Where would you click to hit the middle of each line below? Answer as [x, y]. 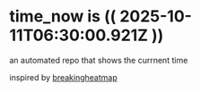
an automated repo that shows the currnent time [99, 60]
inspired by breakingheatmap [64, 77]
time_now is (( [63, 17]
